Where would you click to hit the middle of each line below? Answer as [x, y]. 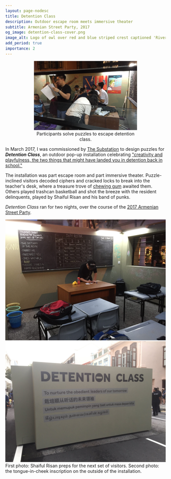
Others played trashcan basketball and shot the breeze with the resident [81, 192]
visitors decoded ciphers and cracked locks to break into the [86, 181]
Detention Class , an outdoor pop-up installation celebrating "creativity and [84, 155]
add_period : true [24, 43]
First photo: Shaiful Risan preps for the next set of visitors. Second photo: [82, 466]
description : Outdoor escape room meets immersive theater [69, 21]
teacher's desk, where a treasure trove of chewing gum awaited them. [79, 186]
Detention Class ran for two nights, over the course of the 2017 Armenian [82, 207]
